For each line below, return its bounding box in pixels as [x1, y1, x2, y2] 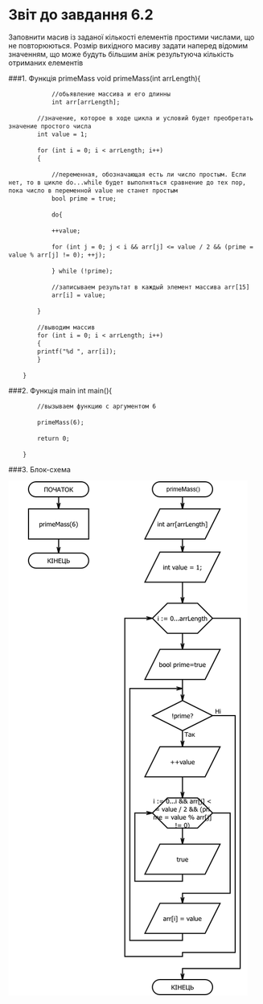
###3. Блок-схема [8, 464, 71, 474]
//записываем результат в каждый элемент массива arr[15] [51, 283, 250, 291]
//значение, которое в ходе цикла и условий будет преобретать [37, 114, 253, 122]
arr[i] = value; [51, 291, 106, 299]
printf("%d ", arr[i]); [37, 348, 117, 356]
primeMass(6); [37, 418, 84, 426]
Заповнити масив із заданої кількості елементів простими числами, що [8, 32, 255, 42]
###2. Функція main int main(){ [8, 385, 113, 395]
